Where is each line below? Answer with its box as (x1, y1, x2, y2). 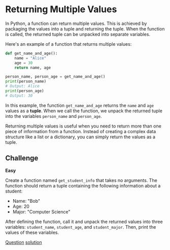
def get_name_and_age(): (5, 51, 58, 56)
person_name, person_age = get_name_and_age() (5, 74, 106, 79)
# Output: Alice (5, 84, 40, 89)
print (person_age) (5, 88, 44, 93)
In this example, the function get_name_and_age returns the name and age (5, 102, 154, 108)
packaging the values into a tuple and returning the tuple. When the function (5, 25, 165, 32)
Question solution (5, 239, 42, 245)
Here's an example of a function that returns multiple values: (5, 41, 132, 47)
